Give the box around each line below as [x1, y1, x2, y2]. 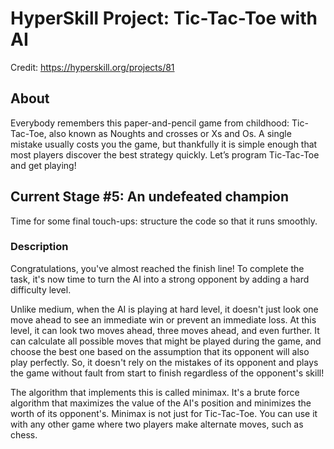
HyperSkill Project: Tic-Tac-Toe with [10, 7, 318, 30]
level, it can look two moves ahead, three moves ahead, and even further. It [10, 324, 320, 336]
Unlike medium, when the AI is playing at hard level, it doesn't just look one [10, 303, 319, 315]
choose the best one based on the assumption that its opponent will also [10, 345, 310, 357]
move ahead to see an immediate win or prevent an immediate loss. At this [10, 313, 317, 326]
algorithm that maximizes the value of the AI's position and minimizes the [10, 397, 312, 409]
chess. [10, 428, 38, 441]
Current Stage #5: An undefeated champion [10, 188, 290, 206]
